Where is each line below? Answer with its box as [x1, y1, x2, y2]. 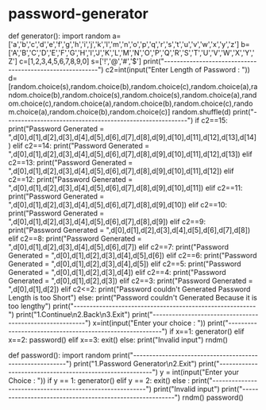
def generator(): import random [8, 31, 111, 41]
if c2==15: [195, 115, 228, 125]
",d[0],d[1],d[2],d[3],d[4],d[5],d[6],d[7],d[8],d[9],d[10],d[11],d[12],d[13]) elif [8, 149, 253, 159]
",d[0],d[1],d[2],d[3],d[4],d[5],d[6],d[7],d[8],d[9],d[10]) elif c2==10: [8, 199, 228, 209]
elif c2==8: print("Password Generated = [8, 234, 142, 243]
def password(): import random [8, 350, 111, 360]
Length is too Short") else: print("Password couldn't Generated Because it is [8, 292, 258, 302]
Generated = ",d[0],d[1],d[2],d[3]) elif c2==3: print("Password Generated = [8, 276, 253, 285]
